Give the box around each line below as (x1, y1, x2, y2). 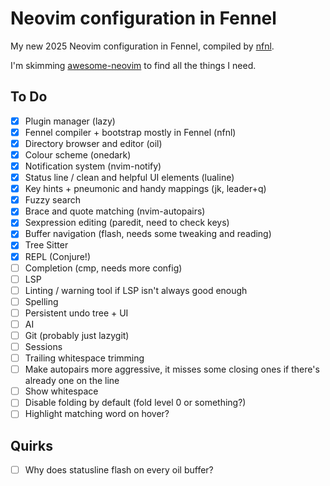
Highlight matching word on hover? (24, 408, 170, 420)
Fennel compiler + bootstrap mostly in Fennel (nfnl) (24, 126, 237, 138)
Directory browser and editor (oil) (24, 137, 163, 149)
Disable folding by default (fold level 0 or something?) (24, 397, 247, 409)
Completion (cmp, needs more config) (24, 262, 183, 274)
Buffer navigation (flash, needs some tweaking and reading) (24, 228, 272, 240)
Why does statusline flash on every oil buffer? (24, 464, 214, 476)
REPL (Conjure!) (24, 250, 92, 262)
